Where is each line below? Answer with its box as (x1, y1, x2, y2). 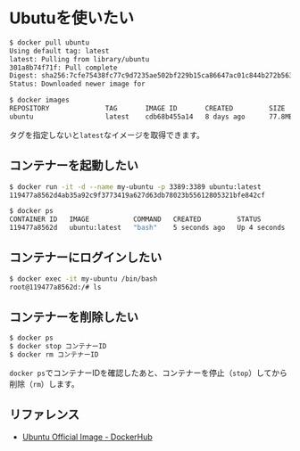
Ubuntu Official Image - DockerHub (21, 431, 154, 442)
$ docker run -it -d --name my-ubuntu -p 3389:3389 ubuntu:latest (9, 182, 262, 192)
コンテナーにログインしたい (9, 250, 162, 266)
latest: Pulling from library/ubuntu (9, 54, 150, 63)
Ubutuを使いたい (9, 8, 135, 29)
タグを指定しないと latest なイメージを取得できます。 (9, 129, 205, 140)
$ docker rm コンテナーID (9, 350, 99, 359)
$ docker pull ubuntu (9, 37, 90, 47)
